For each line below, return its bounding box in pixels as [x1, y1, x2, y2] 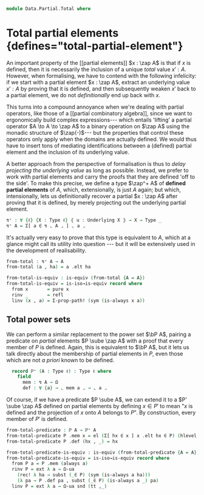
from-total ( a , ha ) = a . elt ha [6, 264, 91, 270]
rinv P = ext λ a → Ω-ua [12, 466, 75, 473]
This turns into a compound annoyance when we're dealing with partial [6, 103, 184, 111]
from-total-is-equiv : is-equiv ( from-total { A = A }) [6, 275, 146, 281]
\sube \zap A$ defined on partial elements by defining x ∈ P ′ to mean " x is [6, 403, 193, 409]
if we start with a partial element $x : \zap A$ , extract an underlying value [6, 78, 190, 86]
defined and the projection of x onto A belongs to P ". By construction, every [6, 409, 196, 416]
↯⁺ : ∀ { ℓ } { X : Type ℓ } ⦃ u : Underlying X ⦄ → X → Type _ [6, 217, 162, 223]
